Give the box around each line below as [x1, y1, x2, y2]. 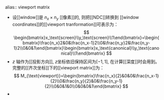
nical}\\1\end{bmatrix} [61, 50, 105, 56]
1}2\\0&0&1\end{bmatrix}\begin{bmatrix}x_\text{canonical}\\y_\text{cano [13, 45, 160, 51]
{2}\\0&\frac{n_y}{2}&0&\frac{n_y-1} [50, 78, 123, 84]
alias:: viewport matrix [5, 4, 50, 10]
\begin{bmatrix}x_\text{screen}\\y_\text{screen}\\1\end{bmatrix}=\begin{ [13, 34, 160, 40]
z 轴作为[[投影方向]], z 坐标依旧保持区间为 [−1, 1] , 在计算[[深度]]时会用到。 [12, 59, 160, 65]
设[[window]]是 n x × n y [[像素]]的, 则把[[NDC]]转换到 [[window [12, 14, 139, 21]
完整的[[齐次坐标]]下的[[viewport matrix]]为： [12, 65, 104, 70]
